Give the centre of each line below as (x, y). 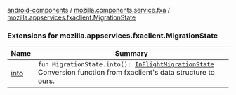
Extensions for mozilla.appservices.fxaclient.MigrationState (113, 36)
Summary (132, 54)
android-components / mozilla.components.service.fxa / (89, 10)
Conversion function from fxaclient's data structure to (126, 73)
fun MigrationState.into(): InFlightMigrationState (126, 65)
